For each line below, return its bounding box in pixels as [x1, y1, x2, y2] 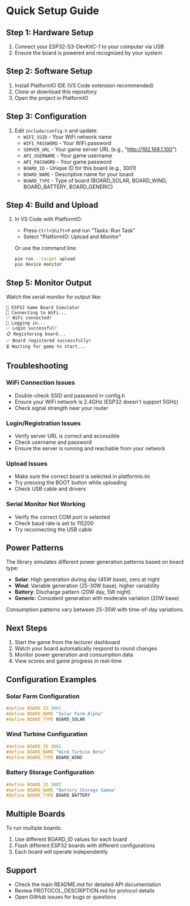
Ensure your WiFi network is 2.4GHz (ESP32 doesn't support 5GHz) [14, 398, 179, 405]
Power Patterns [6, 543, 64, 553]
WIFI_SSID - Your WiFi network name [23, 133, 112, 140]
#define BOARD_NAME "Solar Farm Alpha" [6, 710, 104, 717]
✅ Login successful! [6, 325, 57, 331]
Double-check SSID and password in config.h [14, 392, 125, 399]
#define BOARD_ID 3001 [6, 705, 62, 711]
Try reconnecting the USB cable [14, 526, 92, 533]
